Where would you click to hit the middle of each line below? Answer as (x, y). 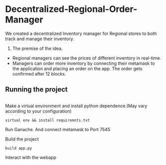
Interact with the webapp (31, 157)
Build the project (22, 139)
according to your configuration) (39, 111)
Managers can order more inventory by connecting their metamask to (83, 63)
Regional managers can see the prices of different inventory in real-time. (87, 58)
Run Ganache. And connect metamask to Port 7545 (58, 129)
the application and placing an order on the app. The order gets (77, 69)
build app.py (19, 148)
